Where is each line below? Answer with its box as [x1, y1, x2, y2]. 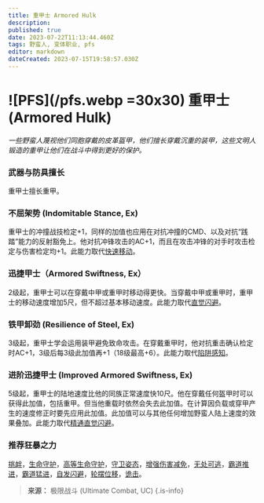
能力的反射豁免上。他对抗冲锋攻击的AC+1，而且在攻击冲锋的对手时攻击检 [18, 237, 255, 246]
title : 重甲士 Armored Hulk [8, 11, 97, 20]
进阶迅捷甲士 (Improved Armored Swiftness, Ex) [8, 370, 193, 381]
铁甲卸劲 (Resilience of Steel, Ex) [8, 319, 135, 330]
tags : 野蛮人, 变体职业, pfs [8, 41, 96, 49]
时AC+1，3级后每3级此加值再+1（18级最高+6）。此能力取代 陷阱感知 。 [8, 348, 233, 357]
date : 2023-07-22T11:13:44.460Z [8, 33, 114, 42]
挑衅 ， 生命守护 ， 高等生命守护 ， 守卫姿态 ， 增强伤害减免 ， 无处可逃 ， [8, 459, 229, 468]
